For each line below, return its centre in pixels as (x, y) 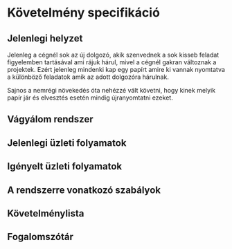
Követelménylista (46, 213)
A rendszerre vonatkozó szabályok (84, 190)
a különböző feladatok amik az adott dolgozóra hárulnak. (88, 77)
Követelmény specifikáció (84, 13)
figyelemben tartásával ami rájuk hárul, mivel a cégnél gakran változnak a (112, 62)
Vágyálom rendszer (50, 119)
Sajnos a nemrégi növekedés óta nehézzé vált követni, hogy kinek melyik (111, 90)
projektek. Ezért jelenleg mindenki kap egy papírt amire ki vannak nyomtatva (116, 70)
